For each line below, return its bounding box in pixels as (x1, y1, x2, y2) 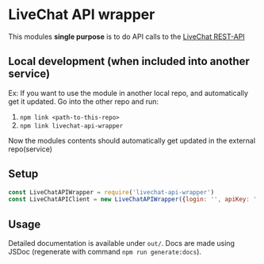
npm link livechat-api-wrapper (19, 121, 124, 130)
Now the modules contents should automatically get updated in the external (8, 136, 256, 145)
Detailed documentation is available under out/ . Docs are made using (8, 239, 235, 248)
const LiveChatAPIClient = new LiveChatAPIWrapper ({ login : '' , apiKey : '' (8, 196, 261, 204)
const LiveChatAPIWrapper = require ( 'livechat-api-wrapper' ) (8, 188, 215, 196)
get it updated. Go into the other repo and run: (8, 97, 159, 106)
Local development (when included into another (8, 55, 250, 68)
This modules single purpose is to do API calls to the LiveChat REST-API (8, 32, 246, 41)
